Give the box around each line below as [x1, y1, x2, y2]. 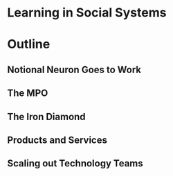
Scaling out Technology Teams [7, 157, 143, 170]
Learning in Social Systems [7, 5, 167, 21]
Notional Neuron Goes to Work [7, 63, 142, 75]
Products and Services [7, 134, 107, 146]
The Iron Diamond [7, 110, 86, 122]
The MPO [7, 88, 48, 99]
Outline [7, 37, 51, 52]
